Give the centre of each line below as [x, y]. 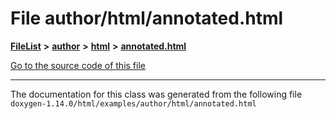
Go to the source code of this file [78, 65]
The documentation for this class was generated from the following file [156, 94]
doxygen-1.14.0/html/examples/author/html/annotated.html [133, 103]
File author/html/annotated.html [147, 18]
